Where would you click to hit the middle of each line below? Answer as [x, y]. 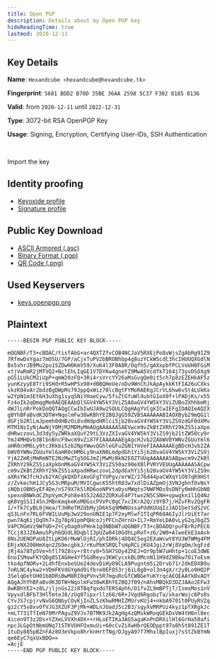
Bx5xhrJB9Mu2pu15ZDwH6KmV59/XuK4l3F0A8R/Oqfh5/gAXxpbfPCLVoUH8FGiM [109, 365]
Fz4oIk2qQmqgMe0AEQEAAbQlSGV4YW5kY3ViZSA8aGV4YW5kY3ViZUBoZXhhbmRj [109, 403]
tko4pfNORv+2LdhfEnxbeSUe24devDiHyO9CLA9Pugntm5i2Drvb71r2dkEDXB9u [109, 564]
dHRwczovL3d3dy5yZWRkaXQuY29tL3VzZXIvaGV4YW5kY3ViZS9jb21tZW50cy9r [109, 434]
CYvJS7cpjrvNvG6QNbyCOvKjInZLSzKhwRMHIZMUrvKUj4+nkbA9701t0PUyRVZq [109, 601]
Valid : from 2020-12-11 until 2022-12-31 [64, 107]
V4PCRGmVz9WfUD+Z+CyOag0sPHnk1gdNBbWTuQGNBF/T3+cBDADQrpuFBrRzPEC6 [109, 527]
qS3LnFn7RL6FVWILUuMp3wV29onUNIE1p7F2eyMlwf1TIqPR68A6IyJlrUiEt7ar [109, 514]
